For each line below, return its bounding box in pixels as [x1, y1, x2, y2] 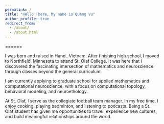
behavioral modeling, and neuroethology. [5, 89, 88, 94]
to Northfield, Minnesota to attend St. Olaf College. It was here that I [5, 58, 142, 64]
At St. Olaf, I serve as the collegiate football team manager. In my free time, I [5, 98, 159, 103]
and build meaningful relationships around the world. [5, 114, 112, 119]
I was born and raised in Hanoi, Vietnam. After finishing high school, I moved [5, 53, 160, 59]
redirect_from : [5, 21, 36, 26]
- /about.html [9, 30, 38, 35]
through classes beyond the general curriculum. [5, 69, 102, 74]
